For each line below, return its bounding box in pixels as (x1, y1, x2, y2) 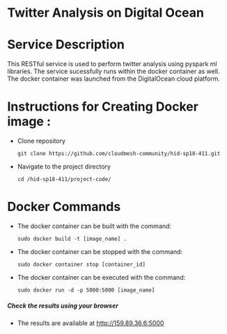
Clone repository (17, 137, 66, 145)
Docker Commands (7, 199, 121, 215)
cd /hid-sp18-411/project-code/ (17, 176, 111, 183)
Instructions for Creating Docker (7, 99, 198, 115)
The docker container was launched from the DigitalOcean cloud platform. (7, 74, 221, 83)
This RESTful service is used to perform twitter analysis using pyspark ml (7, 60, 217, 68)
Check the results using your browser (7, 301, 118, 310)
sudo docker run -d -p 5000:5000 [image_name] (17, 287, 155, 294)
